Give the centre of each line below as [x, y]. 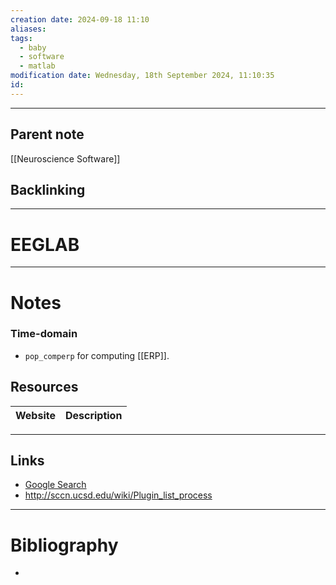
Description [93, 415]
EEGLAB [45, 244]
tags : [21, 38]
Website [35, 415]
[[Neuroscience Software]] [65, 158]
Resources [44, 387]
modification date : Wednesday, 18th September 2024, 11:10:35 [142, 76]
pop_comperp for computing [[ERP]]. [97, 355]
